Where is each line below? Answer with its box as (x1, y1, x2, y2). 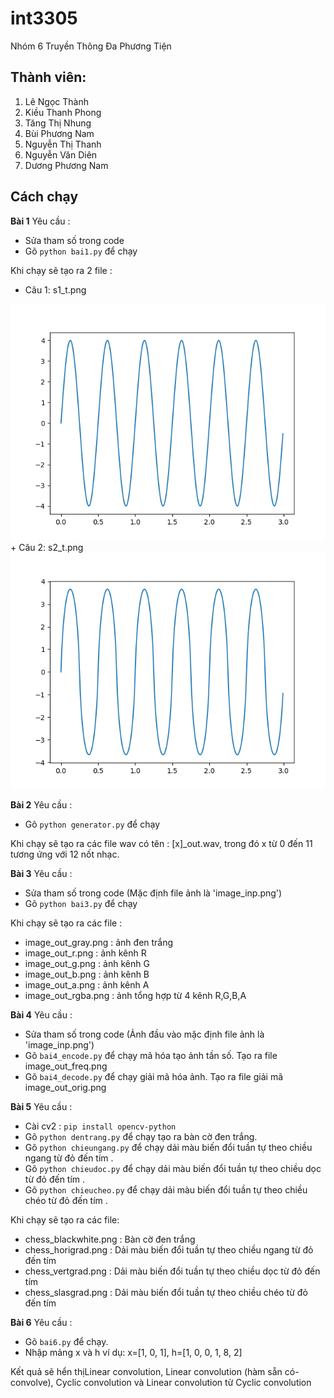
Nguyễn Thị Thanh (24, 138, 102, 150)
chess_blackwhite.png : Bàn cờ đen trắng (24, 1233, 196, 1245)
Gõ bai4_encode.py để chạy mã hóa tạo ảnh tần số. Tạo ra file (24, 1049, 278, 1061)
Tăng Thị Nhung (24, 117, 92, 129)
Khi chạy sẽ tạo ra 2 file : (10, 264, 113, 276)
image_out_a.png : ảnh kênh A (24, 978, 150, 991)
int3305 (10, 7, 78, 30)
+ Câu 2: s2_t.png (10, 541, 84, 553)
